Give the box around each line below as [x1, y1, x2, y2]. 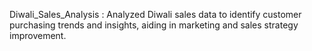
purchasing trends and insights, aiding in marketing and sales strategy [9, 19, 299, 31]
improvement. [9, 30, 67, 41]
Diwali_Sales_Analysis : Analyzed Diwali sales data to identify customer [9, 9, 302, 20]
